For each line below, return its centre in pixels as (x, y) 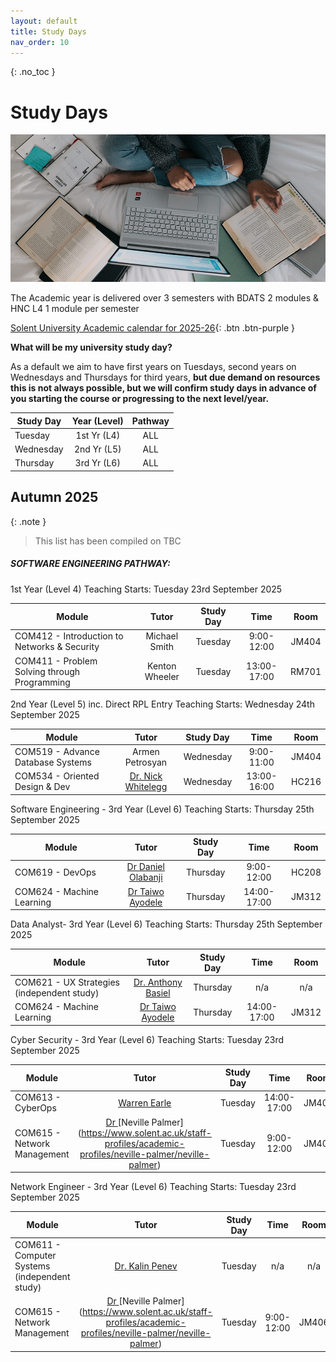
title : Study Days (48, 31)
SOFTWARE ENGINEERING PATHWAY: (90, 564)
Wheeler (162, 677)
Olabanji (145, 877)
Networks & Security (57, 647)
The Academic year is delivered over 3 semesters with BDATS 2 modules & (165, 298)
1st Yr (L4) (98, 435)
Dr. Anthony (158, 982)
